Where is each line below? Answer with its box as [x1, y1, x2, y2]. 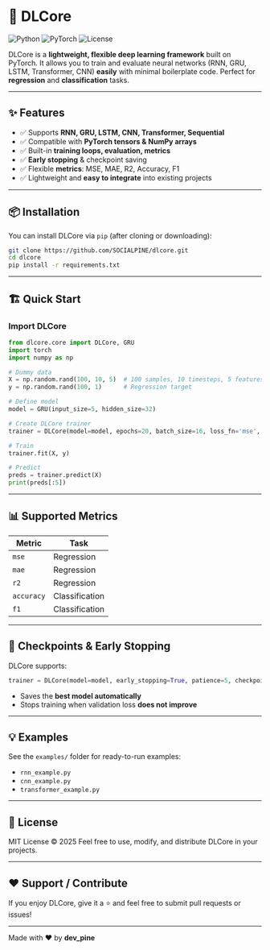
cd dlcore [8, 254, 42, 262]
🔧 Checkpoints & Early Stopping [8, 640, 171, 653]
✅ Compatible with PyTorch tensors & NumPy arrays [19, 136, 197, 146]
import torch [8, 346, 52, 354]
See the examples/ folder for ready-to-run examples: [8, 752, 182, 761]
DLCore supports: [8, 661, 67, 670]
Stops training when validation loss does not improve [19, 699, 198, 709]
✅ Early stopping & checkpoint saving [19, 155, 147, 164]
